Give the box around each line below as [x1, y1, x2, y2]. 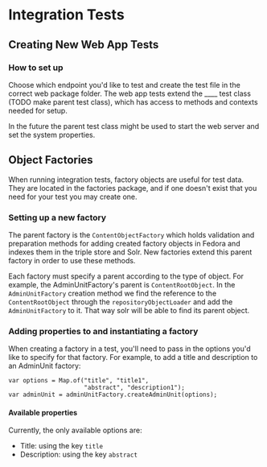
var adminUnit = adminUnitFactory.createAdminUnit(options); [8, 391, 218, 399]
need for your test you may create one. [8, 192, 138, 201]
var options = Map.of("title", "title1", [8, 377, 150, 385]
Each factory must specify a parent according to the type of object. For [8, 271, 244, 281]
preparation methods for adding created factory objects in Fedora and [8, 238, 240, 248]
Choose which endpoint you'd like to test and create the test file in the [8, 80, 241, 89]
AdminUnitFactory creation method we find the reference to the [8, 288, 217, 298]
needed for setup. [8, 105, 68, 115]
